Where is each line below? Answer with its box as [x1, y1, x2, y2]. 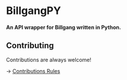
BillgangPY [6, 4, 61, 18]
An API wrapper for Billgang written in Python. [6, 23, 122, 30]
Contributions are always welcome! [6, 56, 92, 63]
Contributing [6, 41, 54, 51]
